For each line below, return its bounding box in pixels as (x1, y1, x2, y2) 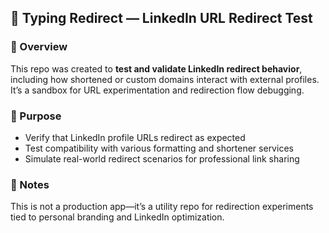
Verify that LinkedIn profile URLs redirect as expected (24, 131, 246, 143)
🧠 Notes (10, 177, 50, 191)
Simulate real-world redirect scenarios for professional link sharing (24, 152, 300, 165)
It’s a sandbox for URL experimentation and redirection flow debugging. (10, 84, 305, 96)
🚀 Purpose (10, 109, 62, 123)
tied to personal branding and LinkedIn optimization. (10, 211, 225, 223)
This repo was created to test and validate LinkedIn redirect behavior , (10, 62, 303, 75)
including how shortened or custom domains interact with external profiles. (10, 73, 320, 85)
